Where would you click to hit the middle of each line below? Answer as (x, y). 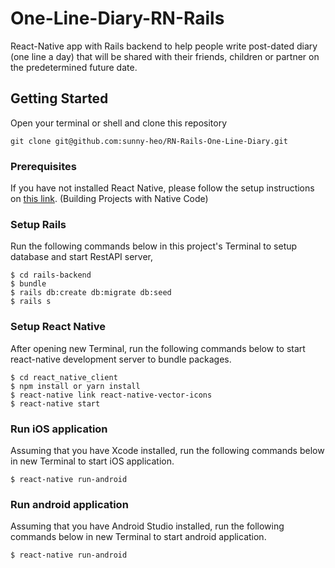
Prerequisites (43, 166)
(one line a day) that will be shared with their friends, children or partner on (165, 56)
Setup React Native (58, 327)
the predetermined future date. (74, 67)
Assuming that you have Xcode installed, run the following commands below (167, 450)
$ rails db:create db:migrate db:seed (91, 293)
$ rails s (31, 302)
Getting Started (59, 98)
